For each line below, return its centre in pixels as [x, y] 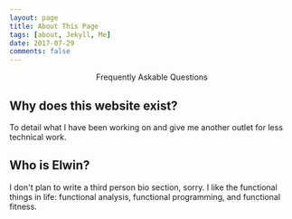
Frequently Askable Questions [152, 77]
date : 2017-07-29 [42, 43]
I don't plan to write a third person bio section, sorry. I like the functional [143, 187]
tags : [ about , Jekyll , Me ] [60, 34]
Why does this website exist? [94, 105]
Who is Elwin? [50, 165]
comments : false [40, 52]
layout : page [34, 18]
